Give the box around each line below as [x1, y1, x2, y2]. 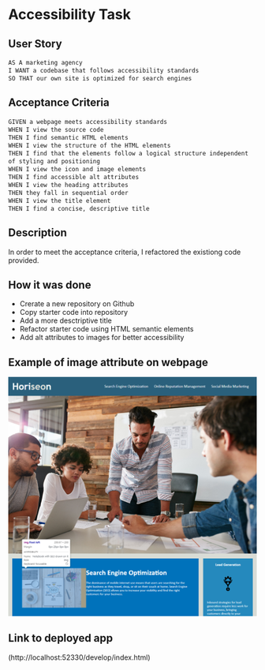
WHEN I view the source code [8, 125, 104, 133]
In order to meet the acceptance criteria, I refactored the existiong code [8, 247, 241, 256]
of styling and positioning [8, 157, 101, 165]
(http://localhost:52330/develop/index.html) [8, 653, 151, 662]
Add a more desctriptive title [19, 316, 112, 325]
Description [8, 226, 67, 240]
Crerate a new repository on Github [19, 299, 135, 309]
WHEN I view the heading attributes [8, 181, 129, 189]
